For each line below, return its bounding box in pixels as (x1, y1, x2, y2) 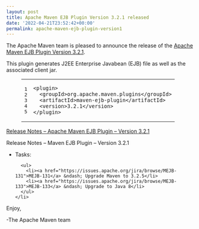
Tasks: (14, 151, 32, 158)
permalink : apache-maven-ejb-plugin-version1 (6, 25, 122, 32)
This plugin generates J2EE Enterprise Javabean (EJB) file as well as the (6, 60, 186, 67)
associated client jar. (6, 67, 57, 74)
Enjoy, (6, 205, 22, 212)
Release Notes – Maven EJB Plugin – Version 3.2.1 (6, 139, 129, 147)
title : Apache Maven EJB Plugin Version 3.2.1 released (6, 14, 149, 20)
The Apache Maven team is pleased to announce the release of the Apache (6, 42, 194, 49)
